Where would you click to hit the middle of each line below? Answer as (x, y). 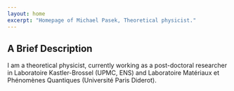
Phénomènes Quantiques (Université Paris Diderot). (82, 80)
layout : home (26, 14)
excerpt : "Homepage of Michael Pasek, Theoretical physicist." (102, 20)
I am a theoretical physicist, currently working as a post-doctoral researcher (117, 65)
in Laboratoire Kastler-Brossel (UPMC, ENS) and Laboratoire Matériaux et (113, 73)
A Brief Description (50, 49)
